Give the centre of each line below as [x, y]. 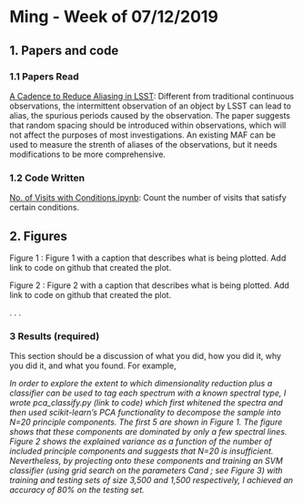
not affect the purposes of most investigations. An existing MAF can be [142, 135]
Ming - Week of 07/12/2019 [114, 17]
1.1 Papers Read [44, 77]
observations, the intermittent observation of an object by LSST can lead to [150, 106]
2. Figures [39, 236]
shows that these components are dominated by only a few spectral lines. [148, 432]
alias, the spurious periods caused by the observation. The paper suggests [150, 115]
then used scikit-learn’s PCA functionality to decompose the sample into [146, 413]
